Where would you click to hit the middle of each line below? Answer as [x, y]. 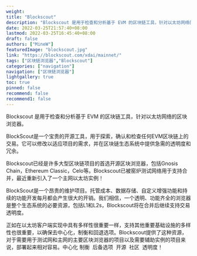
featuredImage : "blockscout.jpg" [47, 50]
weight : [16, 11]
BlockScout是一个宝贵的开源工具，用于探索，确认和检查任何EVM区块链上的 [97, 136]
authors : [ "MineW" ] [30, 45]
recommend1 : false [28, 99]
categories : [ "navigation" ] [40, 66]
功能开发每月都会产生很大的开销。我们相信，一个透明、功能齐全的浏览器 [103, 198]
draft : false [22, 39]
